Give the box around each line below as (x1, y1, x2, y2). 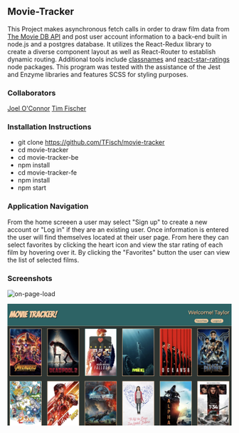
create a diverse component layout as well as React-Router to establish (7, 47, 216, 56)
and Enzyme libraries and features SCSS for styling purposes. (7, 70, 188, 78)
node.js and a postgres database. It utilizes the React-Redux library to (7, 39, 212, 49)
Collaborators (7, 88, 56, 98)
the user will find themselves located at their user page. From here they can (7, 233, 229, 241)
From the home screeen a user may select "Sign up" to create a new (7, 218, 208, 226)
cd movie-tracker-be (17, 153, 79, 162)
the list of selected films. (7, 255, 80, 264)
